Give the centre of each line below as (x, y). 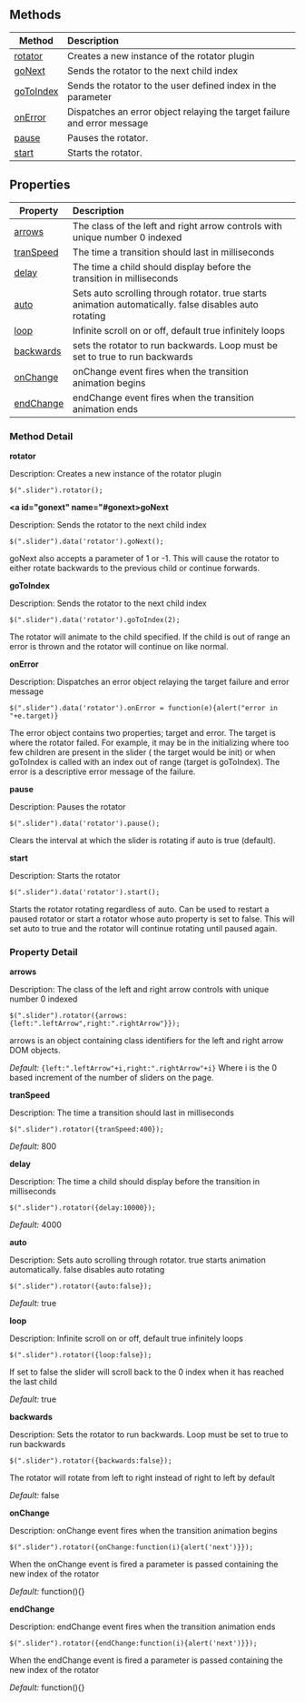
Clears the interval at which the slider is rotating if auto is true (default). (143, 840)
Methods (35, 15)
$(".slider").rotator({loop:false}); (81, 1355)
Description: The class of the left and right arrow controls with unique (139, 990)
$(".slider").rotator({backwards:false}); (91, 1461)
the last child (33, 1382)
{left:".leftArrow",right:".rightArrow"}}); (95, 1024)
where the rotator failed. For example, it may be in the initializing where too (149, 742)
